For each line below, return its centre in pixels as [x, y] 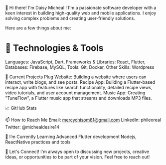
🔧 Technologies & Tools [54, 48]
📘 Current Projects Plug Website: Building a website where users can [76, 77]
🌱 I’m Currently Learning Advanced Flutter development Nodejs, [71, 137]
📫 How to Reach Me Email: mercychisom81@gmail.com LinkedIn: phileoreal [83, 120]
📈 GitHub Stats [21, 108]
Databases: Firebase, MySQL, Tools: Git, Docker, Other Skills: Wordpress [80, 67]
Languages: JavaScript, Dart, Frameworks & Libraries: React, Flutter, [75, 62]
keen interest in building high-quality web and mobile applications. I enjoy [81, 13]
